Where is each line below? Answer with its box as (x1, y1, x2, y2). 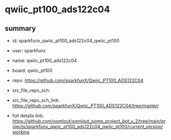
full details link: (12, 113, 45, 118)
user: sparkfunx (12, 48, 46, 53)
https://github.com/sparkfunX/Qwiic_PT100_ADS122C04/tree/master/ (12, 103, 159, 109)
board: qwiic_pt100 (12, 68, 53, 73)
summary (5, 24, 36, 33)
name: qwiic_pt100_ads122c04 (12, 57, 77, 64)
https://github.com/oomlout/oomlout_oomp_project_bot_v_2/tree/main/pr (12, 118, 166, 124)
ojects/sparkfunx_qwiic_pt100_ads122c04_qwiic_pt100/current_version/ (12, 124, 163, 129)
